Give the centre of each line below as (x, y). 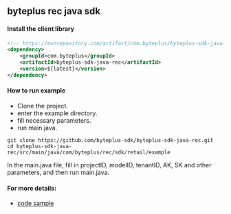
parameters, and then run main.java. (58, 173)
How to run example (36, 91)
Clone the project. (43, 106)
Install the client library (41, 28)
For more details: (32, 188)
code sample (35, 203)
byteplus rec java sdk (54, 11)
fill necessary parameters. (54, 121)
